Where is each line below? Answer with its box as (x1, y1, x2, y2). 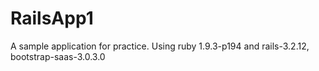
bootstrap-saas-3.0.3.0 (10, 50, 106, 62)
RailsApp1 (10, 7, 94, 30)
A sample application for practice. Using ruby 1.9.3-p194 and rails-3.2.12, (10, 40, 310, 52)
